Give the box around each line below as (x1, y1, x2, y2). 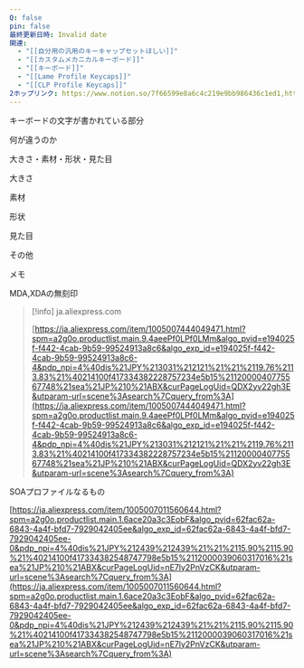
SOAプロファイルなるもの (9, 485, 106, 497)
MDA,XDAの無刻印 (9, 287, 79, 298)
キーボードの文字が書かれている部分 (9, 115, 145, 126)
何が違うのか (9, 134, 57, 145)
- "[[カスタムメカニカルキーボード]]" (17, 55, 145, 64)
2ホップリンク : (9, 89, 59, 98)
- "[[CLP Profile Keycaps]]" (17, 80, 128, 89)
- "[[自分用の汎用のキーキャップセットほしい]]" (17, 47, 178, 56)
